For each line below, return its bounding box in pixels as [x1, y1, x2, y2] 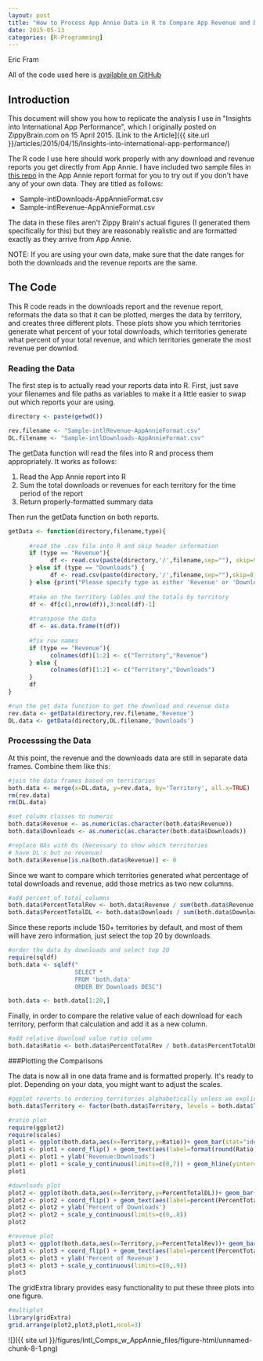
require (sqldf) [8, 953, 58, 962]
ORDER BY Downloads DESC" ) [74, 982, 163, 990]
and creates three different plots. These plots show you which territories [8, 318, 241, 327]
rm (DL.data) [8, 799, 47, 807]
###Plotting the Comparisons [8, 1056, 103, 1066]
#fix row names [28, 637, 79, 645]
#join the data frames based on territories [8, 777, 156, 785]
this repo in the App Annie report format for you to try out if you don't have [8, 170, 249, 181]
